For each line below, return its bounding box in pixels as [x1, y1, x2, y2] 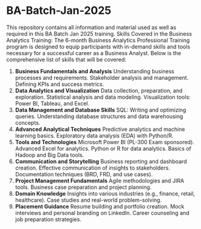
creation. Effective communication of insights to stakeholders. [15, 164, 170, 171]
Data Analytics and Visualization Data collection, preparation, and [15, 87, 183, 94]
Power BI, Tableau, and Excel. [15, 99, 90, 107]
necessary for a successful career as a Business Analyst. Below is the [6, 49, 182, 56]
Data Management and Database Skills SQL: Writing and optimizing [15, 106, 186, 113]
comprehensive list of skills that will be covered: [6, 56, 126, 63]
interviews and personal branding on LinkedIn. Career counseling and [15, 209, 189, 216]
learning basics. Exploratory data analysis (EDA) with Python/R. [15, 131, 174, 139]
